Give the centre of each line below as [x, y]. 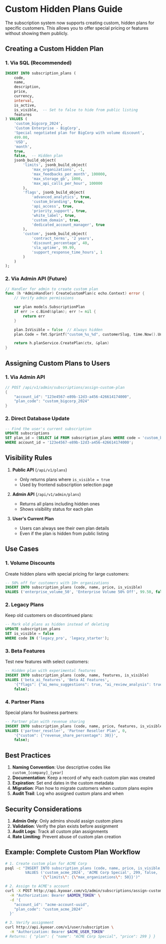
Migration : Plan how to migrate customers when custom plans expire [83, 788]
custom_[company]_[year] [38, 773]
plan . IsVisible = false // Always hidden [58, 329]
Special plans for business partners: [42, 712]
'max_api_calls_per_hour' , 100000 [67, 183]
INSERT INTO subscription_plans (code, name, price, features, [72, 726]
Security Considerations [44, 809]
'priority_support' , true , [59, 211]
